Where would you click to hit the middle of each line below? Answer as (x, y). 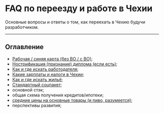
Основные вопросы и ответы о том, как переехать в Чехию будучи (75, 22)
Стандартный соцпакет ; (37, 85)
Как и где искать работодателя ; (45, 69)
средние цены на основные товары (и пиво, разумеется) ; (72, 100)
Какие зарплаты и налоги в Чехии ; (48, 74)
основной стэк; (28, 90)
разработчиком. (22, 27)
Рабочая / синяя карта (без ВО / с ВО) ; (52, 58)
